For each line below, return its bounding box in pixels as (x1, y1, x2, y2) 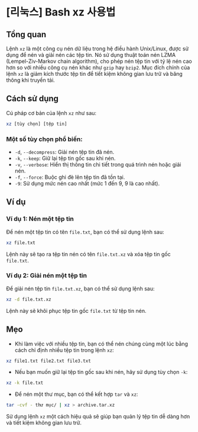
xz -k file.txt (6, 380, 44, 386)
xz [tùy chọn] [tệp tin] (6, 121, 67, 127)
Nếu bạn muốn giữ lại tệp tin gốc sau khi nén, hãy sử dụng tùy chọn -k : (14, 369, 188, 376)
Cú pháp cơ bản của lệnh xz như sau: (6, 109, 96, 116)
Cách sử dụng (6, 94, 59, 104)
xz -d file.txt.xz (6, 296, 51, 302)
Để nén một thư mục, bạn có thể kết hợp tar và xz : (14, 391, 138, 398)
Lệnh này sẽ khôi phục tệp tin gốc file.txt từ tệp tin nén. (6, 307, 147, 314)
